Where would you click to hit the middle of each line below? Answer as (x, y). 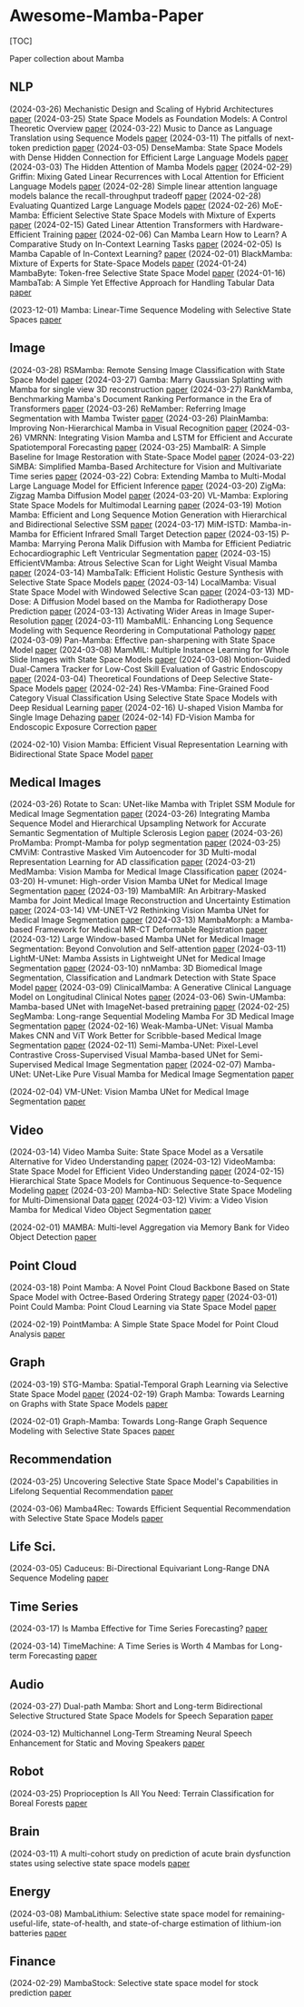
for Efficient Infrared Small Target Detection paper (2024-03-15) (159, 534)
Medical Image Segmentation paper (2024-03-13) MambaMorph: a (135, 920)
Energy (30, 1892)
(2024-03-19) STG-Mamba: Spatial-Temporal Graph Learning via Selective (149, 1384)
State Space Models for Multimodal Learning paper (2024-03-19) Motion (146, 505)
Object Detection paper (53, 1237)
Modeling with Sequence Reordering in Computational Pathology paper (142, 630)
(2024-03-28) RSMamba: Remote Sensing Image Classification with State (147, 369)
